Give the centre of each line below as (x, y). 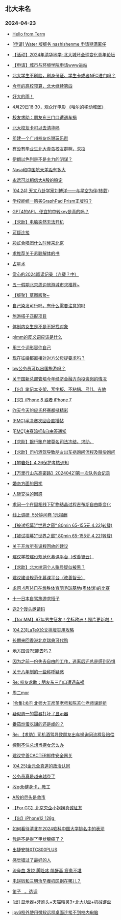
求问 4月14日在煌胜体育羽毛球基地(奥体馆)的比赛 (61, 588)
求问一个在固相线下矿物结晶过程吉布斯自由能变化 (61, 504)
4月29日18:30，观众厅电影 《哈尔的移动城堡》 (59, 107)
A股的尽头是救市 (29, 797)
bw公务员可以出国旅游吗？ (39, 368)
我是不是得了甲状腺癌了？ (38, 839)
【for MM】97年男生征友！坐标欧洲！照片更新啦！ (63, 619)
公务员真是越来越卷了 (34, 776)
